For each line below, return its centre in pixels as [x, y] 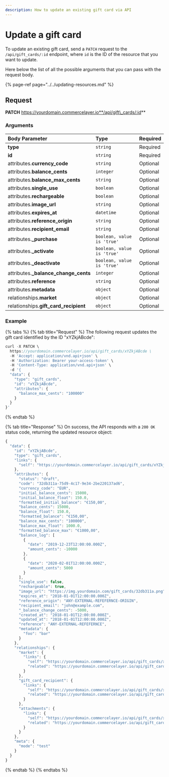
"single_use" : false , [41, 582]
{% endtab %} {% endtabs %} [36, 770]
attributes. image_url [32, 204]
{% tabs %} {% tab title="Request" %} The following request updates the [81, 332]
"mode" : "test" [34, 746]
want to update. [21, 59]
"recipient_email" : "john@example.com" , [61, 606]
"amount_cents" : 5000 [50, 568]
